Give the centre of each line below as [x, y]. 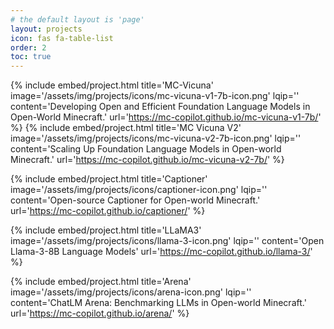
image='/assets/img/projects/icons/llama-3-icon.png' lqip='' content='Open [167, 241]
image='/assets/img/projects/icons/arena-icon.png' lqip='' [131, 292]
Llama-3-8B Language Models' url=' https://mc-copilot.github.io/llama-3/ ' [161, 252]
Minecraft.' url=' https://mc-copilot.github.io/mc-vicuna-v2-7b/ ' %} [147, 160]
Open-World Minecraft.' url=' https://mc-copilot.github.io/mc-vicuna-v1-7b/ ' [166, 117]
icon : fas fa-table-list [62, 38]
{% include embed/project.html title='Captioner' [109, 179]
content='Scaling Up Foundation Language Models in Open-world [146, 149]
